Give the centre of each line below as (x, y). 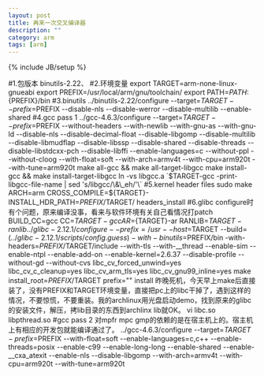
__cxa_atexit (28, 356)
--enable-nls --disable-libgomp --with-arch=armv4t (133, 356)
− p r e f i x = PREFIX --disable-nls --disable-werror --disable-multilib (113, 109)
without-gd (26, 263)
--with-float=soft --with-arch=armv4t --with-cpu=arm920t (154, 159)
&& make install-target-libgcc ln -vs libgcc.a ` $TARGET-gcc (119, 176)
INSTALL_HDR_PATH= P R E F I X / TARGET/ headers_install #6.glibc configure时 (131, 203)
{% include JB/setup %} (47, 67)
